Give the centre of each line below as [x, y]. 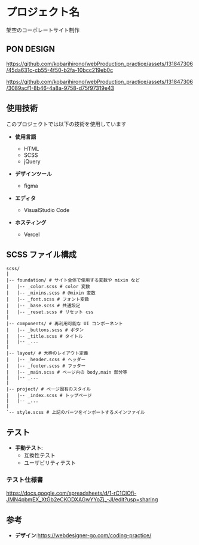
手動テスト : [29, 448]
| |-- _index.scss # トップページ [49, 396]
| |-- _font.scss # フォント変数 [48, 299]
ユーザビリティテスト [50, 463]
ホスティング [30, 222]
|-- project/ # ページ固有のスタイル [49, 389]
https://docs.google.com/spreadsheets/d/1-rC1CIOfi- [71, 493]
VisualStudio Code [47, 210]
